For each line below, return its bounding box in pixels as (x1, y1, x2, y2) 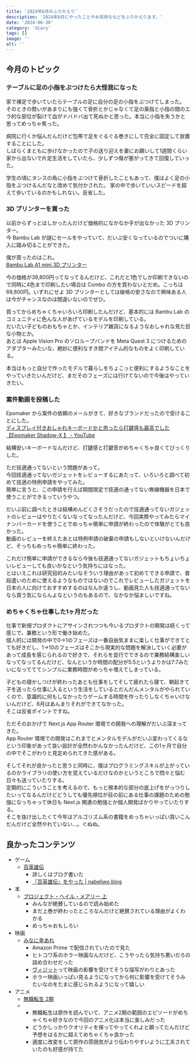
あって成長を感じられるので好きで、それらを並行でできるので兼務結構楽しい (6, 652, 190, 659)
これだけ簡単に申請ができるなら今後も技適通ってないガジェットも (6, 555, 165, 562)
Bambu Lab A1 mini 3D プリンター (6, 261, 88, 268)
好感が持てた (52, 1046, 84, 1053)
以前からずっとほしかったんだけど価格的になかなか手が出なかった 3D (6, 219, 174, 226)
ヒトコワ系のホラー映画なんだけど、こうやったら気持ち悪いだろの (32, 951, 191, 959)
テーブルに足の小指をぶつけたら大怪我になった (6, 83, 137, 91)
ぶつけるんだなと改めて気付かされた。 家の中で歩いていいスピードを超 (16, 181, 187, 188)
